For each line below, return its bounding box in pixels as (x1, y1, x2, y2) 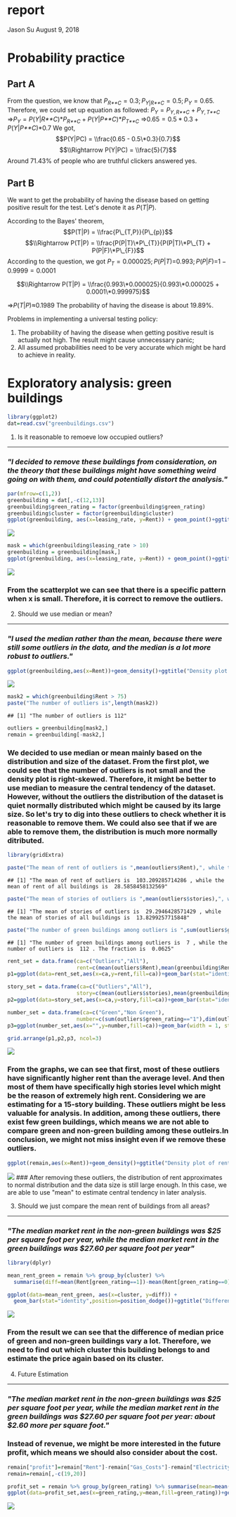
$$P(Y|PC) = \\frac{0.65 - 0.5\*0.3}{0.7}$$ (55, 135, 181, 143)
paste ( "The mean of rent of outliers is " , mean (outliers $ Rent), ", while (7, 865, 225, 872)
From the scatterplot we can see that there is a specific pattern (7, 585, 226, 595)
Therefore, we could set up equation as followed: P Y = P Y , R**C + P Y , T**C (7, 105, 221, 116)
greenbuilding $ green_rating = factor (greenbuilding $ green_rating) (7, 503, 206, 511)
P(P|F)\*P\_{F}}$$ (91, 247, 145, 255)
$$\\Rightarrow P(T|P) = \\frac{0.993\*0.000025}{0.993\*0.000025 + (16, 280, 220, 288)
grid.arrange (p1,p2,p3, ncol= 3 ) (7, 1035, 102, 1042)
